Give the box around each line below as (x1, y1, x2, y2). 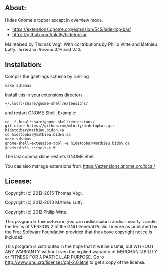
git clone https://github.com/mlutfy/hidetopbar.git (5, 123, 115, 128)
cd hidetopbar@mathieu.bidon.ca (5, 132, 71, 137)
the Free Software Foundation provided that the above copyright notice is (5, 229, 153, 235)
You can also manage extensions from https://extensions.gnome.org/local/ (5, 163, 155, 169)
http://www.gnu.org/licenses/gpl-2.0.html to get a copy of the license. (5, 259, 146, 265)
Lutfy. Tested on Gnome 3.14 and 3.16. (5, 46, 81, 52)
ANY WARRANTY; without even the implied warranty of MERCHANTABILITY (5, 249, 158, 255)
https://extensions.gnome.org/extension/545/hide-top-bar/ (12, 26, 131, 32)
